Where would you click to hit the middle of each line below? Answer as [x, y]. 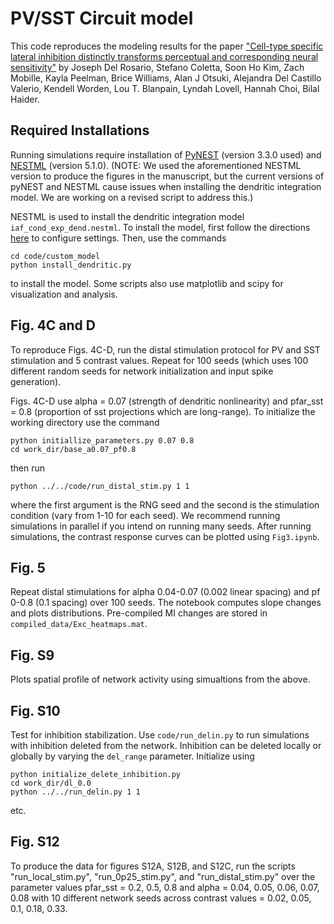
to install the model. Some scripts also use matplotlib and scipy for [147, 283]
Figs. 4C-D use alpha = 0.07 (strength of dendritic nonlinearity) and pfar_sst [167, 401]
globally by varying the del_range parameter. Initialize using [132, 756]
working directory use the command [85, 422]
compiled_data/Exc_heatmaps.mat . [79, 624]
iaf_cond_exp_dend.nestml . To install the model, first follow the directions [160, 227]
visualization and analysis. [64, 294]
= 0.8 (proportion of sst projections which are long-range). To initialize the [163, 411]
